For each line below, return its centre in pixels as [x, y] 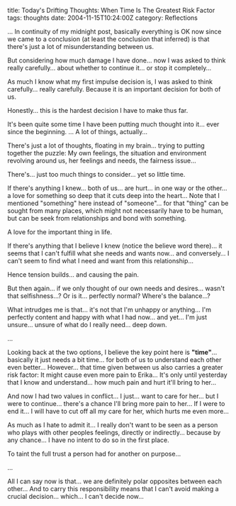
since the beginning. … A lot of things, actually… [77, 132]
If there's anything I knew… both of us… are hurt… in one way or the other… [117, 188]
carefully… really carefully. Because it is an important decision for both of [114, 89]
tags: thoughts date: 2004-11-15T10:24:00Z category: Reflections [103, 18]
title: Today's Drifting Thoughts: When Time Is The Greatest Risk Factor [111, 10]
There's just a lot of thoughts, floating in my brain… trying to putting [106, 145]
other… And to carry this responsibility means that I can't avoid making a [113, 489]
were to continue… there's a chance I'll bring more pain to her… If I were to [116, 403]
